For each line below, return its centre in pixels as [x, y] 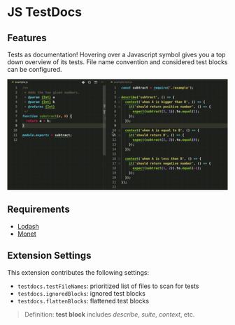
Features [27, 38]
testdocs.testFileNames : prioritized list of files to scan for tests [108, 286]
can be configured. [35, 69]
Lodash [28, 226]
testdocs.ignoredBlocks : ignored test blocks [81, 293]
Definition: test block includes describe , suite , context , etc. [109, 314]
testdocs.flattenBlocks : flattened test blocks [83, 301]
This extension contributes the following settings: [78, 272]
